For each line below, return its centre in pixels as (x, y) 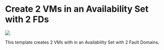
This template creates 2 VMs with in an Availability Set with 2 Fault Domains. (82, 42)
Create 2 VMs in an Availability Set (77, 9)
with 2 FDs (27, 19)
